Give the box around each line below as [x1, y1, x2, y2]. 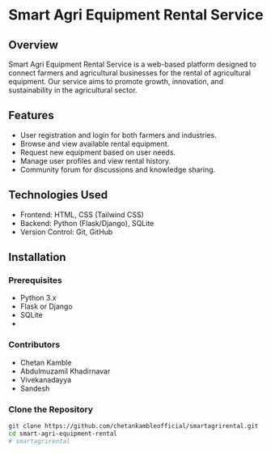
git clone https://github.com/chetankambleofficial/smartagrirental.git [8, 421, 259, 430]
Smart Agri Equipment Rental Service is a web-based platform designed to [8, 59, 256, 69]
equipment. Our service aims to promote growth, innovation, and [8, 77, 224, 86]
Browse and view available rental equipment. [19, 139, 170, 148]
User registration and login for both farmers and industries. [19, 130, 217, 139]
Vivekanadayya [19, 374, 72, 384]
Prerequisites [8, 274, 62, 285]
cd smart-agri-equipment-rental [8, 429, 117, 438]
